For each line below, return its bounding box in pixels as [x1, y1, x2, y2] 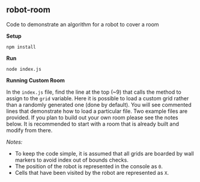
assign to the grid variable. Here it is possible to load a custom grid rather [6, 94, 189, 102]
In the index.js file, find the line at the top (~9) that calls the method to [6, 88, 181, 96]
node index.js [6, 66, 42, 72]
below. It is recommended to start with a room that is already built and [6, 120, 179, 127]
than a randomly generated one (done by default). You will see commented [6, 101, 192, 108]
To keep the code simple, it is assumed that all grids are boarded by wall [14, 150, 194, 157]
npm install [6, 44, 36, 50]
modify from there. [6, 126, 53, 134]
